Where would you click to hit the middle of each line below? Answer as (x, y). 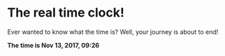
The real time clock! (66, 13)
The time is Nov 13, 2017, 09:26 (53, 45)
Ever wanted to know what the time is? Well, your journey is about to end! (113, 32)
